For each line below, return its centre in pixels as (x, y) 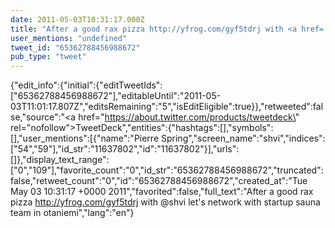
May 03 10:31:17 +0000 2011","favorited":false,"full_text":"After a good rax (162, 192)
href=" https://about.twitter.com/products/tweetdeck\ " (189, 117)
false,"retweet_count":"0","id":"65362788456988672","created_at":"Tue (159, 181)
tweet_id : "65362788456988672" (75, 47)
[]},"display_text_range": (60, 160)
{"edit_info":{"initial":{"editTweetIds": (86, 85)
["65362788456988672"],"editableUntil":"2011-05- (116, 96)
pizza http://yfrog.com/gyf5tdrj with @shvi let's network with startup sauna (165, 202)
